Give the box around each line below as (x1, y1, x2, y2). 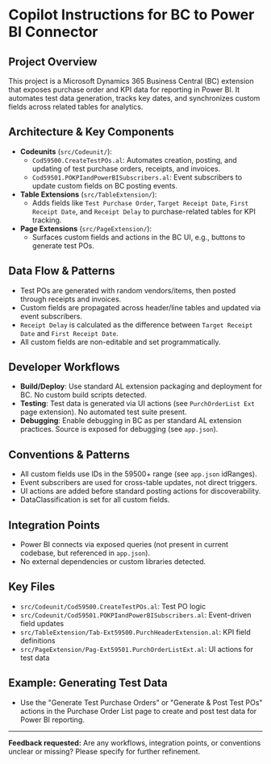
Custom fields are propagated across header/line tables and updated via (19, 302, 261, 312)
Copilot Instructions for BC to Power (8, 6, 255, 24)
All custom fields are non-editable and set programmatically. (19, 337, 221, 347)
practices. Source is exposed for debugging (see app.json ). (19, 425, 219, 434)
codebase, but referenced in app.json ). (19, 548, 151, 558)
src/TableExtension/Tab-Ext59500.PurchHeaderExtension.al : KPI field (19, 627, 252, 637)
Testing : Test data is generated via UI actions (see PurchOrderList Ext (19, 399, 256, 409)
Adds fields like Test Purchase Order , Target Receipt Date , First (31, 197, 248, 207)
